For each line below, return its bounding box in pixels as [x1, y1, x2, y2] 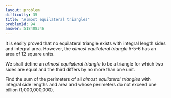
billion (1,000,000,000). [5, 87, 55, 93]
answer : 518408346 [5, 26, 44, 31]
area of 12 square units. [5, 51, 55, 57]
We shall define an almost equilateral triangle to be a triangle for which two [5, 61, 163, 67]
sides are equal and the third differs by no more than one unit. [5, 67, 135, 73]
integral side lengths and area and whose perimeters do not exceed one [5, 82, 157, 88]
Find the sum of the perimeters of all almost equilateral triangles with [5, 76, 151, 82]
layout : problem [5, 7, 40, 13]
